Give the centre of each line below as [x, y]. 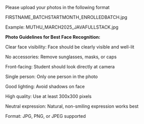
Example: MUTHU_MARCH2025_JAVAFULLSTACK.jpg [62, 27]
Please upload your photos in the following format [57, 7]
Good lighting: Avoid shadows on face [45, 86]
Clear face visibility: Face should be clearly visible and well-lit [70, 47]
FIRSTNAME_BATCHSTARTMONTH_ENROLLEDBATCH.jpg [66, 17]
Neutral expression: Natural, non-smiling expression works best [72, 106]
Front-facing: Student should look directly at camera [60, 67]
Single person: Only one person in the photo [52, 77]
